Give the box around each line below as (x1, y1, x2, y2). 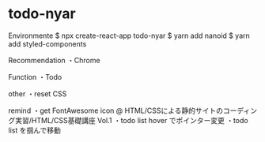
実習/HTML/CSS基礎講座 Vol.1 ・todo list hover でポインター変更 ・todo (14, 115, 248, 125)
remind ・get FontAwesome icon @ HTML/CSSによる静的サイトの (8, 106, 224, 115)
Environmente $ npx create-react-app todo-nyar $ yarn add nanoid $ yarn (8, 31, 251, 40)
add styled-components (8, 39, 87, 48)
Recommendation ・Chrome (8, 55, 100, 65)
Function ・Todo (8, 72, 62, 81)
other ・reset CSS (8, 88, 67, 99)
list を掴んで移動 (8, 125, 61, 135)
